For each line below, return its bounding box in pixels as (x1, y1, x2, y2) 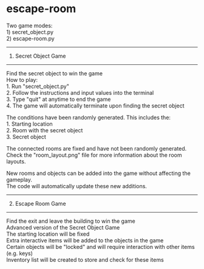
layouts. (6, 157, 26, 165)
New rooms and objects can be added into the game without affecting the (6, 169, 191, 177)
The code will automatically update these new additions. (6, 182, 148, 189)
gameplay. (6, 175, 32, 183)
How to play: (6, 76, 38, 83)
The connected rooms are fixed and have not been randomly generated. (6, 145, 187, 152)
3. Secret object (6, 133, 47, 140)
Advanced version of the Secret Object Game (6, 223, 120, 231)
